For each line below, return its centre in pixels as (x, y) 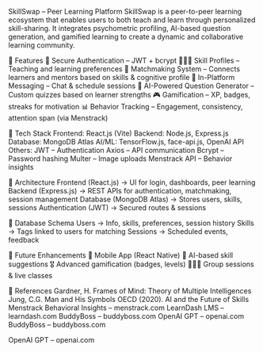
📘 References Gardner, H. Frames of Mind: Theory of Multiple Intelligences (130, 291)
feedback (24, 240)
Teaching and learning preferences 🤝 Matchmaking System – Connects (124, 69)
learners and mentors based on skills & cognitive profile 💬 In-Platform (122, 77)
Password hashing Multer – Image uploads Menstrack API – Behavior (120, 159)
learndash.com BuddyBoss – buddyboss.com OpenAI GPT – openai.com (126, 316)
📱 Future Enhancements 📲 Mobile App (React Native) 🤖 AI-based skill (121, 255)
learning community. (42, 45)
